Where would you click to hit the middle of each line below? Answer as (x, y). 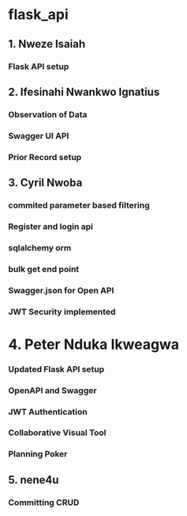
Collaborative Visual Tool (57, 433)
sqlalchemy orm (40, 247)
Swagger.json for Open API (61, 290)
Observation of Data (48, 114)
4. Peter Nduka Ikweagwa (94, 344)
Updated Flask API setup (56, 369)
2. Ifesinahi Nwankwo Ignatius (84, 92)
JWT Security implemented (62, 312)
